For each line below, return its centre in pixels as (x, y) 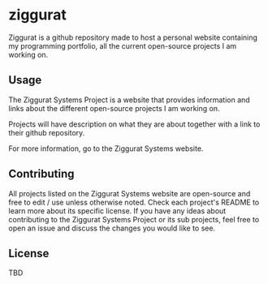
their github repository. (47, 132)
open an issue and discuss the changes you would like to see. (112, 228)
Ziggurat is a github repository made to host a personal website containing (133, 37)
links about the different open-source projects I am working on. (114, 108)
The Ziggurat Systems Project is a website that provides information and (129, 100)
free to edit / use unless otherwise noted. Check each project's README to (134, 202)
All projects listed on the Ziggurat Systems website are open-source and (130, 193)
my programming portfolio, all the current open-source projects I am (123, 45)
